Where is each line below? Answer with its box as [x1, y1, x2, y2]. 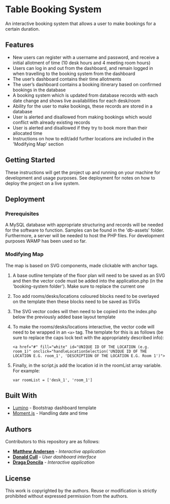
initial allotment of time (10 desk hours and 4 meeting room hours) [12, 60, 151, 66]
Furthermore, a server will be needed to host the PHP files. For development [5, 233, 164, 239]
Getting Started [5, 156, 55, 164]
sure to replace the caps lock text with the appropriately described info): [12, 334, 164, 340]
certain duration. [5, 26, 40, 32]
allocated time [12, 130, 43, 136]
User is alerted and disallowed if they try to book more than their [12, 124, 148, 131]
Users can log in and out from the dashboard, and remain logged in [12, 65, 153, 71]
